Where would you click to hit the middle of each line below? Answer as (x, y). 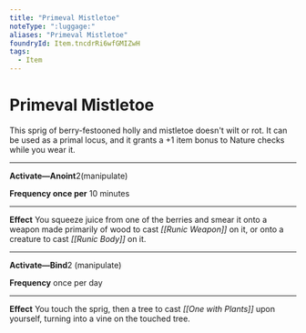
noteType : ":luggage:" (52, 26)
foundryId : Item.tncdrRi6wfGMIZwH (75, 43)
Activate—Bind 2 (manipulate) (66, 265)
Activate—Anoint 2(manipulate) (69, 176)
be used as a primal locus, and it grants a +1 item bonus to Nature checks (147, 140)
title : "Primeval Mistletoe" (65, 18)
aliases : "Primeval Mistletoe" (69, 35)
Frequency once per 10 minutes (70, 193)
